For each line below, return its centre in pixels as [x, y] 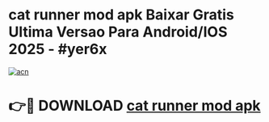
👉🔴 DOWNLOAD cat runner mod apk [134, 106]
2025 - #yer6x [58, 49]
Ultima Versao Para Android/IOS [118, 32]
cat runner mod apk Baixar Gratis [121, 15]
